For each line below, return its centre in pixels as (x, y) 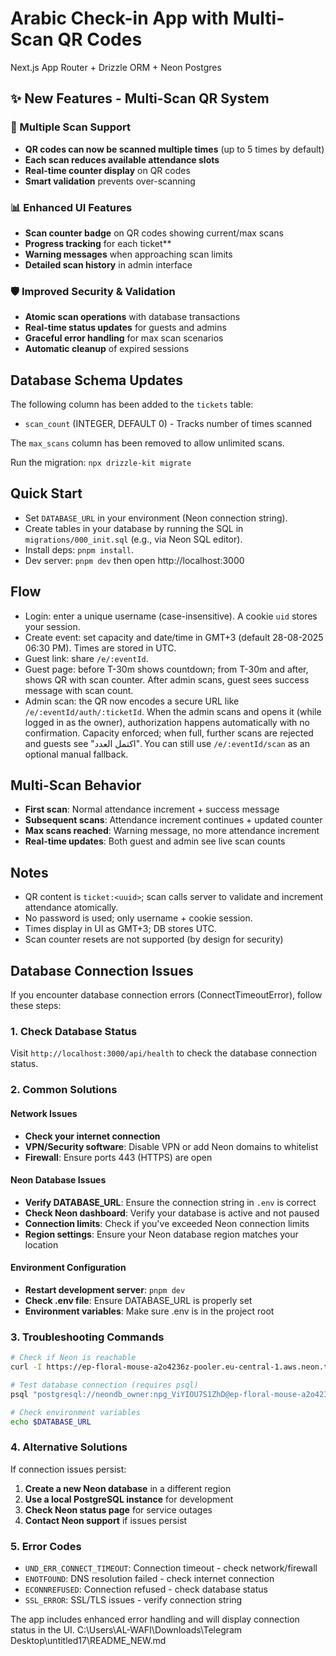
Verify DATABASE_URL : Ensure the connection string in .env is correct (170, 1202)
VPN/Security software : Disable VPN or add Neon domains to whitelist (171, 1146)
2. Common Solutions (64, 1090)
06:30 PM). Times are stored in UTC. (100, 648)
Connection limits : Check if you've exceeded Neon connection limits (167, 1223)
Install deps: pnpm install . (79, 549)
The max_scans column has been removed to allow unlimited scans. (147, 443)
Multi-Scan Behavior (76, 785)
